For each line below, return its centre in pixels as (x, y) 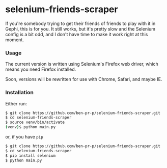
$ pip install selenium (31, 156)
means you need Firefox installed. (41, 69)
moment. (15, 40)
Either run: (16, 103)
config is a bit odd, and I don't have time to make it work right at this (77, 34)
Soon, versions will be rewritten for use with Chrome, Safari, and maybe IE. (84, 79)
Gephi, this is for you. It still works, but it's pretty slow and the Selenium (80, 29)
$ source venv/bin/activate (35, 122)
